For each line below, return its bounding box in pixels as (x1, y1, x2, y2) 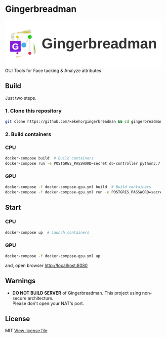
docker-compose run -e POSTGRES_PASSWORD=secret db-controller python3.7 (5, 161, 161, 166)
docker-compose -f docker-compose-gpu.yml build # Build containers (5, 185, 152, 189)
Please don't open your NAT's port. (12, 300, 84, 306)
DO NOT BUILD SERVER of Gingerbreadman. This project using (12, 290, 141, 296)
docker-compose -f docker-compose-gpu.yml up (5, 253, 100, 259)
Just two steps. (5, 95, 37, 101)
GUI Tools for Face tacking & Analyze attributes (5, 68, 102, 74)
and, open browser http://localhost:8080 (5, 263, 88, 268)
